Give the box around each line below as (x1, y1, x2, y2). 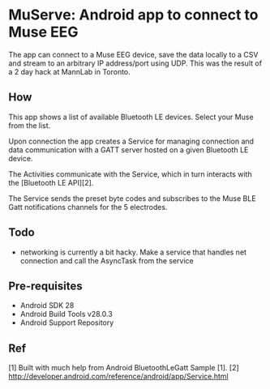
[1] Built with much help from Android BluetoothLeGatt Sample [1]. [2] (8, 363, 239, 373)
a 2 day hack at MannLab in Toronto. (8, 66, 131, 76)
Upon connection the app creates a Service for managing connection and (8, 136, 254, 146)
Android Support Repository (19, 318, 114, 327)
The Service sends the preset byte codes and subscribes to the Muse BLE (8, 193, 257, 203)
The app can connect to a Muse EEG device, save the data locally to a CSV (8, 49, 259, 59)
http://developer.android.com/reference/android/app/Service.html (8, 371, 229, 382)
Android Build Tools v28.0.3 (19, 310, 114, 319)
